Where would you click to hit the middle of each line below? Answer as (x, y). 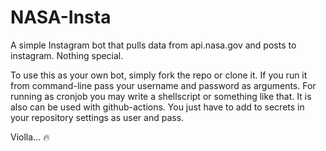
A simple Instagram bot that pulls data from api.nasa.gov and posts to (153, 45)
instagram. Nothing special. (67, 55)
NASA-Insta (61, 17)
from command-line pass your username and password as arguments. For (163, 85)
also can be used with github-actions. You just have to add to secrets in (157, 107)
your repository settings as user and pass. (97, 117)
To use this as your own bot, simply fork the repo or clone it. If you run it (159, 75)
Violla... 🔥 (30, 137)
